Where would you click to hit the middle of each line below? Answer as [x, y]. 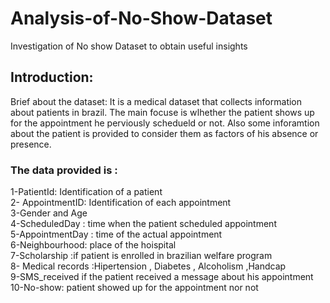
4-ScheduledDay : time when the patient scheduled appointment [143, 224]
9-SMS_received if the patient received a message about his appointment [162, 277]
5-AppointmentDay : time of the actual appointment [116, 234]
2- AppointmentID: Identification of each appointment [121, 203]
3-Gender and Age [49, 213]
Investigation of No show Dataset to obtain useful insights [129, 46]
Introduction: [52, 77]
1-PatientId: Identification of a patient [86, 192]
